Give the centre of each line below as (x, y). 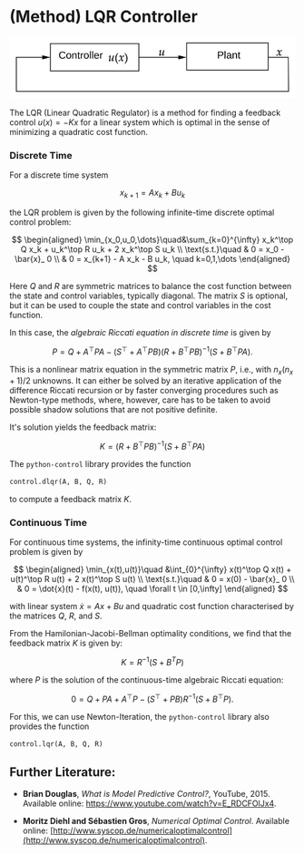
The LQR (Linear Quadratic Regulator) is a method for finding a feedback (145, 112)
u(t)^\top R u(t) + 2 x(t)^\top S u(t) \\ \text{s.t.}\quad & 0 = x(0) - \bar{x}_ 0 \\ (152, 579)
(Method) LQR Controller (103, 17)
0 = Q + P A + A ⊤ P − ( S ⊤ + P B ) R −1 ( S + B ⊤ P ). (152, 698)
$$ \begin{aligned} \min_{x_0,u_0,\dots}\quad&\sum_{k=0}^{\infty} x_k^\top (152, 240)
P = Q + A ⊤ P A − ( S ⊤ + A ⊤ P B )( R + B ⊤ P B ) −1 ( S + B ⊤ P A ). (152, 351)
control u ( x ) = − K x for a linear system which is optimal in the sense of (140, 122)
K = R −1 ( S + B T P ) (152, 661)
